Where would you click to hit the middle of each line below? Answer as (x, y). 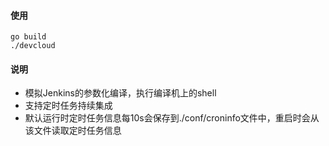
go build (28, 37)
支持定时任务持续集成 (68, 106)
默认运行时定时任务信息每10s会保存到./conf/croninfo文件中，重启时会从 (172, 118)
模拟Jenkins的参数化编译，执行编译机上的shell (120, 93)
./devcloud (33, 46)
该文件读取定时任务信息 (73, 131)
